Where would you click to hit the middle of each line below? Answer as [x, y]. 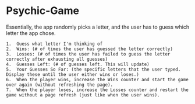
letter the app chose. [31, 33]
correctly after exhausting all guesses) [57, 59]
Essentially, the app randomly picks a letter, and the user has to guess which [98, 27]
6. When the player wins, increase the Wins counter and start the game [97, 79]
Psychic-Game [43, 11]
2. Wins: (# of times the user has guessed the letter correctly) [90, 49]
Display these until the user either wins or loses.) [73, 74]
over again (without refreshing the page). [60, 85]
